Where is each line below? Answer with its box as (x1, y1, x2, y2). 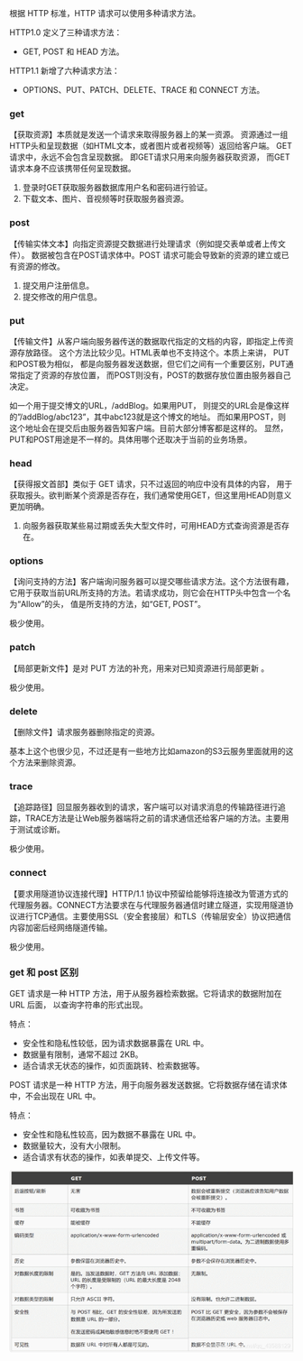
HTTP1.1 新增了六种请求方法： (9, 66, 120, 76)
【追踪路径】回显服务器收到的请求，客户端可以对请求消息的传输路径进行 (9, 802, 278, 813)
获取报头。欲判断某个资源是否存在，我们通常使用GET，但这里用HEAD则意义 (9, 490, 292, 501)
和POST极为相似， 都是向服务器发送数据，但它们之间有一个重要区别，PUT (9, 358, 286, 369)
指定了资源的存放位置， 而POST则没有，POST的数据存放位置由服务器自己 (16, 369, 291, 381)
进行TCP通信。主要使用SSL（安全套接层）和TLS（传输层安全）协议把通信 (16, 910, 291, 922)
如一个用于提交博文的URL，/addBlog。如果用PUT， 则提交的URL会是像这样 (9, 400, 290, 410)
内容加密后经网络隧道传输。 (9, 922, 113, 933)
